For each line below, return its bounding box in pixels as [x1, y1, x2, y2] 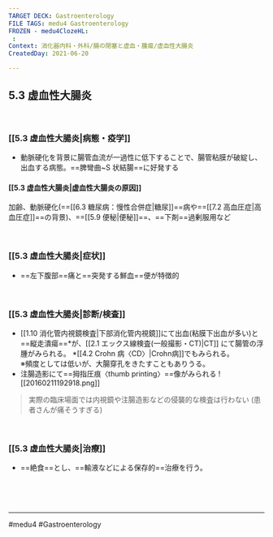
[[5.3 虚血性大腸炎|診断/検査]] [8, 308, 126, 320]
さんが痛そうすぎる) [35, 405, 103, 415]
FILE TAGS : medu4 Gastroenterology [8, 19, 129, 28]
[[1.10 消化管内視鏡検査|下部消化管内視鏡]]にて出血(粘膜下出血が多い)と [19, 328, 259, 337]
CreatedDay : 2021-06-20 [8, 49, 89, 58]
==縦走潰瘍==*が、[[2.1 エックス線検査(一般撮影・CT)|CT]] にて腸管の [19, 338, 257, 348]
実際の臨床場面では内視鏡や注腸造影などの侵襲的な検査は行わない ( [28, 394, 254, 404]
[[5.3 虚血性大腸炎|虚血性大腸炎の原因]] [8, 183, 142, 192]
